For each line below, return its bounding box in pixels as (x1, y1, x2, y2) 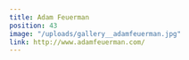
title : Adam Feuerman (9, 12, 90, 22)
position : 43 (9, 21, 58, 30)
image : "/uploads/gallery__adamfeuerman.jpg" (9, 29, 181, 38)
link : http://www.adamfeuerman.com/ (9, 37, 145, 47)
